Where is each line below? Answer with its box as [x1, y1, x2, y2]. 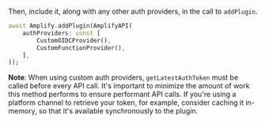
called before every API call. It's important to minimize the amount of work [8, 81, 251, 91]
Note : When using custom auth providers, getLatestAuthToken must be [8, 73, 239, 82]
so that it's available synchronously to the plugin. [38, 106, 199, 116]
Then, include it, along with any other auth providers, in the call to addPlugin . [8, 7, 258, 16]
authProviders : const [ [22, 29, 101, 37]
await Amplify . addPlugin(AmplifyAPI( [8, 22, 133, 30]
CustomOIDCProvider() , [36, 36, 112, 44]
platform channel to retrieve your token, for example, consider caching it [8, 98, 244, 107]
